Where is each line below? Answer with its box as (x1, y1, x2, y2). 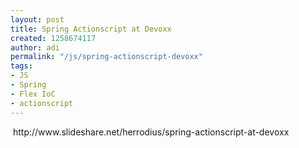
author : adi (10, 42, 60, 53)
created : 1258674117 (10, 33, 97, 43)
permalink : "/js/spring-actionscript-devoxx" (10, 52, 203, 62)
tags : (10, 61, 33, 71)
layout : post (10, 14, 65, 25)
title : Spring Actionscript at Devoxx (10, 24, 172, 34)
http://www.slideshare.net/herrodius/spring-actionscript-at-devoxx (12, 126, 290, 138)
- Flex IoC (10, 89, 56, 99)
